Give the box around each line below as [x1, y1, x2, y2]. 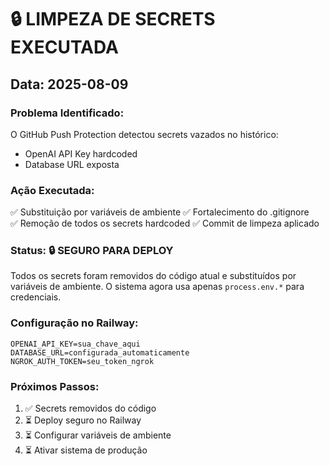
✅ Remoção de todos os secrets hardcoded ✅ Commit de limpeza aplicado [10, 217, 320, 230]
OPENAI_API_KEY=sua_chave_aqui [10, 339, 141, 349]
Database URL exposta [24, 158, 120, 170]
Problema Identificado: [10, 106, 125, 120]
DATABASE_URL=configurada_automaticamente [10, 347, 190, 358]
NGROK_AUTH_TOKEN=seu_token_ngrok [10, 356, 155, 366]
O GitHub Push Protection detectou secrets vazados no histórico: [10, 128, 279, 140]
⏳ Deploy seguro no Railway [24, 414, 142, 426]
